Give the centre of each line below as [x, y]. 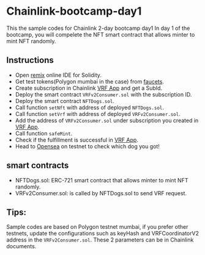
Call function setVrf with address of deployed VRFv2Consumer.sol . [98, 113]
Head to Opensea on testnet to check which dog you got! [88, 146]
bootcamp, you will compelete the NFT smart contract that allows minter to [101, 34]
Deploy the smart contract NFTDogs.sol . [65, 101]
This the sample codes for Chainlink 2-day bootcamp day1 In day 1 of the [98, 28]
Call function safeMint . [44, 133]
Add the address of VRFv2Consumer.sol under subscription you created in [107, 120]
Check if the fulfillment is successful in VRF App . [77, 140]
